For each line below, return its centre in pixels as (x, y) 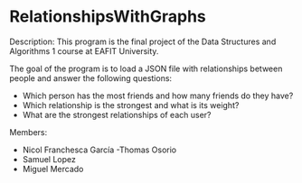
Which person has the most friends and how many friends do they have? (158, 96)
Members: (28, 132)
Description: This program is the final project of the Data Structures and (143, 41)
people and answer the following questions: (91, 78)
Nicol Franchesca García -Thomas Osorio (99, 150)
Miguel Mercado (53, 169)
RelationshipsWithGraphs (108, 17)
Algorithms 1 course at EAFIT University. (84, 50)
